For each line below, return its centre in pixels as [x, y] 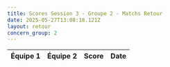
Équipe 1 [26, 56]
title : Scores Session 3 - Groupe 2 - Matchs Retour [85, 13]
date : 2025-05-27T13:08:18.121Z [54, 20]
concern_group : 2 [32, 33]
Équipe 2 [62, 56]
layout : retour [29, 26]
